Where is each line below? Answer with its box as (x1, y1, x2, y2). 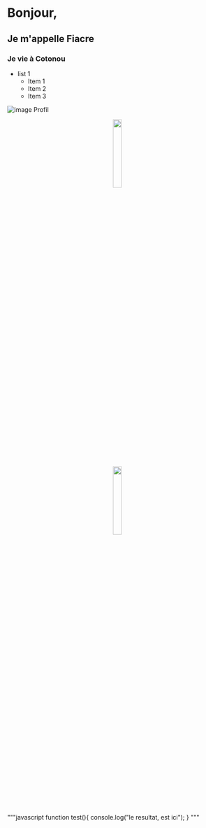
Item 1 (27, 77, 45, 85)
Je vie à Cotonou (7, 54, 66, 64)
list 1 (17, 69, 31, 78)
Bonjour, (7, 5, 58, 21)
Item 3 (27, 92, 47, 100)
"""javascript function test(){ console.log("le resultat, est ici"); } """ (7, 813, 200, 821)
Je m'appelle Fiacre (7, 33, 94, 45)
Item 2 (27, 84, 47, 92)
